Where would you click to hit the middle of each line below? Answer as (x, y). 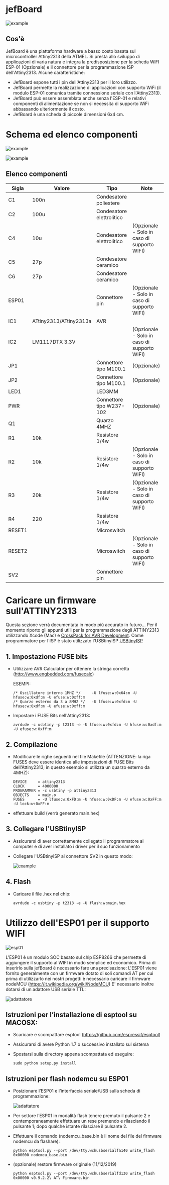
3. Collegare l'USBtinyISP (46, 829)
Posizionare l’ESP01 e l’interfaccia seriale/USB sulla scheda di (77, 1091)
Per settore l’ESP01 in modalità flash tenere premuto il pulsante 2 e (81, 1116)
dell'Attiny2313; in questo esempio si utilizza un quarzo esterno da (81, 767)
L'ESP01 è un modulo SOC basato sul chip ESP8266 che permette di (76, 957)
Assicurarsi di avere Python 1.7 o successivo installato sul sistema (81, 1044)
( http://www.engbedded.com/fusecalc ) (53, 674)
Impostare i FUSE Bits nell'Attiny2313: (52, 716)
